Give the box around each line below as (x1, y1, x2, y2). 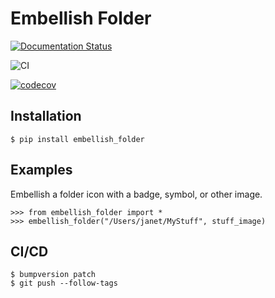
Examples (10, 162, 73, 179)
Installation (10, 108, 82, 125)
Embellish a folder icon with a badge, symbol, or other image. (10, 188, 263, 200)
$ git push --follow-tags (10, 278, 118, 289)
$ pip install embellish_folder (10, 134, 145, 144)
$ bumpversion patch (10, 270, 97, 280)
